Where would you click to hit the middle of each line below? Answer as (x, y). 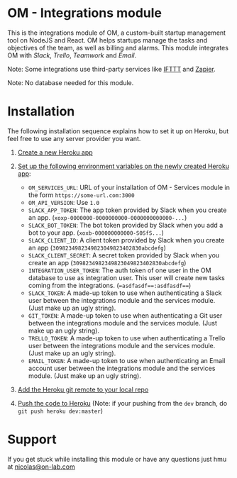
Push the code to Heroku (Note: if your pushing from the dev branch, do (122, 403)
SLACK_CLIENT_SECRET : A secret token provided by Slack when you (124, 255)
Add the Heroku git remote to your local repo (83, 389)
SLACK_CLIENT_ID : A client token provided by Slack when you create (126, 240)
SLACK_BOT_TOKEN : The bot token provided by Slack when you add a (126, 225)
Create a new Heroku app (55, 152)
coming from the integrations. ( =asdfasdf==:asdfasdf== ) (110, 285)
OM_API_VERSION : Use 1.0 (64, 202)
